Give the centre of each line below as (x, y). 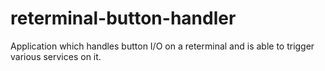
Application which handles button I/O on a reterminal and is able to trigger (162, 46)
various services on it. (56, 56)
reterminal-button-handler (123, 18)
